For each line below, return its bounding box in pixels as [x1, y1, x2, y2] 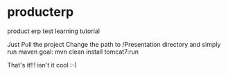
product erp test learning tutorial [7, 27, 100, 35]
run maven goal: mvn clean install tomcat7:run [7, 47, 139, 56]
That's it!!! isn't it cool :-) [7, 61, 78, 69]
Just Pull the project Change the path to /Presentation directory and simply [7, 40, 221, 48]
